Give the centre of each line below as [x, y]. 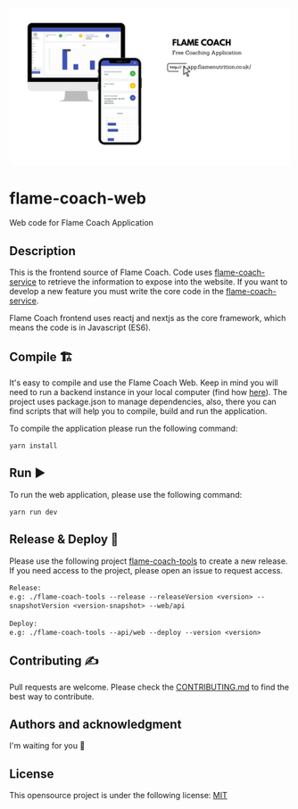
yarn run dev [33, 512]
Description [42, 251]
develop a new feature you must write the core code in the [117, 292]
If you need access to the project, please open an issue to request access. [146, 570]
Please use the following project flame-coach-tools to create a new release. [149, 561]
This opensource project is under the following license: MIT [118, 796]
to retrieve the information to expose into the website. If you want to [163, 282]
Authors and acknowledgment [95, 724]
